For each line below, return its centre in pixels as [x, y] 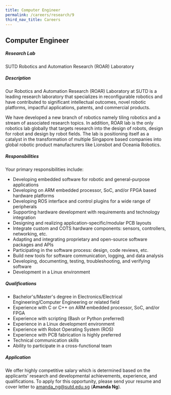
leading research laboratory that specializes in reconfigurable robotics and [84, 96]
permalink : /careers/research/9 [40, 15]
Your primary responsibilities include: [45, 169]
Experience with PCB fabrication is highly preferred [67, 334]
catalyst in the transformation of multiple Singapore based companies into [83, 139]
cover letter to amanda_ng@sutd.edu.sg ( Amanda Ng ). [63, 387]
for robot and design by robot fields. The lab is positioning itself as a [77, 133]
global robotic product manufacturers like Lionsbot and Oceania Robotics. [83, 145]
